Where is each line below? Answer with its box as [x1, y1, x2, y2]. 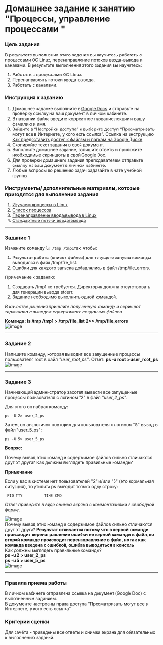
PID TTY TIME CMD [7, 493, 62, 498]
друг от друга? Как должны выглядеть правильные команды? [5, 460, 133, 465]
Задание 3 [5, 378, 31, 385]
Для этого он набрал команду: [5, 404, 69, 409]
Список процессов [12, 207, 52, 213]
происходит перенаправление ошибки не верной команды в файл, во [5, 532, 154, 537]
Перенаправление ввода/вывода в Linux [12, 212, 97, 218]
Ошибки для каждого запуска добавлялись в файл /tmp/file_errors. [12, 265, 150, 271]
